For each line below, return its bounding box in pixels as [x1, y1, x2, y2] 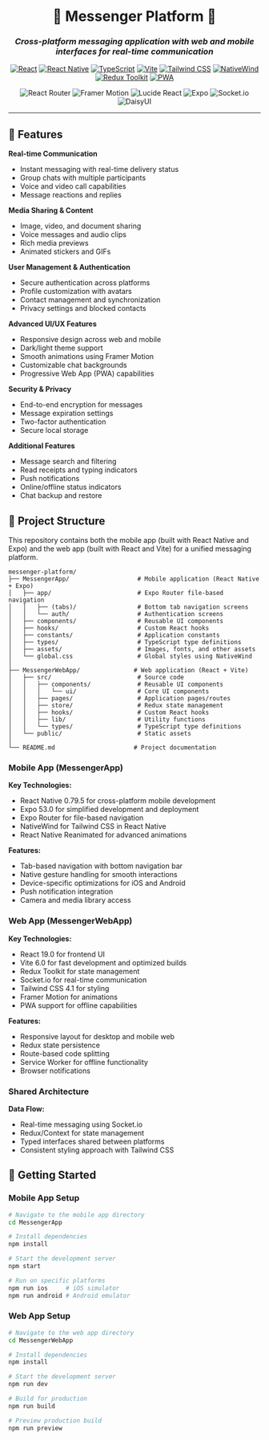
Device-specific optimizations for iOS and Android [19, 879, 186, 888]
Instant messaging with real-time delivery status [19, 165, 179, 174]
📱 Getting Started [8, 1169, 97, 1182]
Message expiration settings [19, 409, 114, 418]
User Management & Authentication [8, 263, 130, 272]
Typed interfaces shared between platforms [19, 1136, 166, 1146]
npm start [8, 1263, 42, 1271]
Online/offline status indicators [19, 482, 122, 492]
